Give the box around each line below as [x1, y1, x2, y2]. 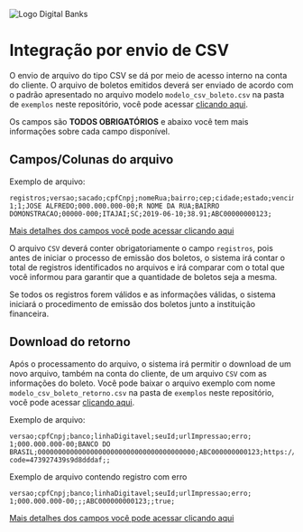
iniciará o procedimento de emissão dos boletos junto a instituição [9, 298, 255, 309]
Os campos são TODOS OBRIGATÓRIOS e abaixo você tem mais [9, 116, 249, 126]
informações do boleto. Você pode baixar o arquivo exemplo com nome [9, 378, 276, 388]
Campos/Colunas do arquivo [9, 152, 174, 167]
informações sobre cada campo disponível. [9, 126, 170, 136]
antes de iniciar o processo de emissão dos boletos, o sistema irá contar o [9, 252, 286, 263]
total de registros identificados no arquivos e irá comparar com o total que [9, 262, 286, 273]
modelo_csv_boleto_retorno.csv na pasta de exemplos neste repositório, [9, 387, 275, 397]
